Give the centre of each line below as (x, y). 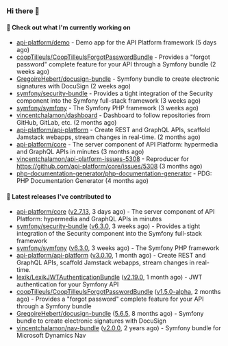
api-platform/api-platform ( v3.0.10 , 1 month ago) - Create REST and (111, 256)
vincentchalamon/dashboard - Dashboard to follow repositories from (113, 115)
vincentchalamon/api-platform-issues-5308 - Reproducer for (103, 159)
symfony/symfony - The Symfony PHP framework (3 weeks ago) (107, 108)
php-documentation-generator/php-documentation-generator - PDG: (114, 173)
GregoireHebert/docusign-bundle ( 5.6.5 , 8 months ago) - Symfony (110, 314)
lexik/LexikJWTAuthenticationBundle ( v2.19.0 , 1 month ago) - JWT (109, 277)
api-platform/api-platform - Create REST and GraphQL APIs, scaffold (113, 130)
